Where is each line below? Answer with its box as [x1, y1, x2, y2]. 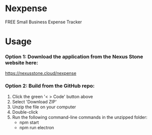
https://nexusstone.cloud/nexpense [5, 70, 76, 76]
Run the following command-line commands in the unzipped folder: [12, 114, 148, 120]
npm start [19, 119, 39, 125]
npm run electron [19, 124, 55, 130]
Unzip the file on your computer [12, 104, 76, 110]
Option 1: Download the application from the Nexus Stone [5, 53, 144, 60]
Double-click [12, 109, 38, 115]
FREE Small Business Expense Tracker [5, 19, 82, 25]
